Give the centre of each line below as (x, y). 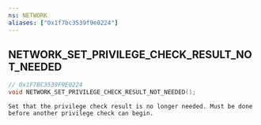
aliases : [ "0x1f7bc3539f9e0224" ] (63, 23)
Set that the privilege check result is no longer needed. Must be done (130, 107)
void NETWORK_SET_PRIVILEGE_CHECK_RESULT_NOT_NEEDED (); (102, 92)
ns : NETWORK (28, 15)
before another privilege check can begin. (81, 114)
